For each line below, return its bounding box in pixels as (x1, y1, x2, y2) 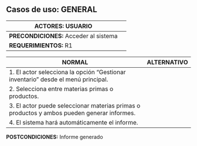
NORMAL (62, 58, 89, 66)
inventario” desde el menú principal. (9, 75, 108, 84)
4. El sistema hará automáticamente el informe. (9, 118, 138, 126)
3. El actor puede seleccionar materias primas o (9, 102, 141, 110)
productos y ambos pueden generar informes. (9, 109, 136, 117)
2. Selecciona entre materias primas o (9, 85, 114, 93)
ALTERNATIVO (147, 58, 188, 66)
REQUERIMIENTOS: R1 (9, 41, 73, 49)
